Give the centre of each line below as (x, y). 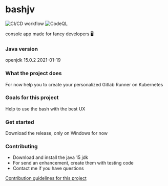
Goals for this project (32, 98)
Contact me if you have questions (48, 168)
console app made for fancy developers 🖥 (49, 34)
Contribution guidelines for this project (46, 178)
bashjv (20, 9)
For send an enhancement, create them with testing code (73, 163)
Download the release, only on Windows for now (57, 133)
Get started (20, 122)
